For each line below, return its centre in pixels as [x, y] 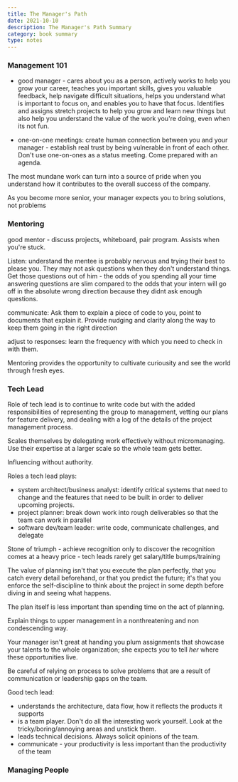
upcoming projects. [46, 505]
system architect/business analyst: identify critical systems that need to [123, 490]
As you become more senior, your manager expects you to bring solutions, [117, 198]
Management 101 [37, 66]
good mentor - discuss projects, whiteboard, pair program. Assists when [114, 239]
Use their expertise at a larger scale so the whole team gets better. [105, 449]
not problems [27, 205]
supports [31, 714]
